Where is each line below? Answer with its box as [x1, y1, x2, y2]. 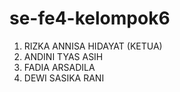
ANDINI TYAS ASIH [23, 50, 104, 62]
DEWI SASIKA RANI [23, 72, 105, 84]
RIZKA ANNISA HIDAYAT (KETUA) [23, 40, 163, 52]
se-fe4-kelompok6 [9, 7, 171, 30]
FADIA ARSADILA [23, 61, 96, 73]
